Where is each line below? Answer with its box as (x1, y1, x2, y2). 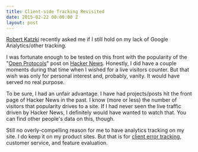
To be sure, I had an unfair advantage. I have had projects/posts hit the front (6, 90, 192, 98)
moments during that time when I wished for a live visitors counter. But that (6, 66, 190, 73)
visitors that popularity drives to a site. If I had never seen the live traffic (6, 103, 182, 110)
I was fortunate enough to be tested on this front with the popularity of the (6, 54, 188, 61)
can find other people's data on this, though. (6, 115, 115, 122)
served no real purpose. (6, 79, 65, 86)
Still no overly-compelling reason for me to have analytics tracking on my (6, 127, 185, 134)
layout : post (6, 20, 39, 25)
